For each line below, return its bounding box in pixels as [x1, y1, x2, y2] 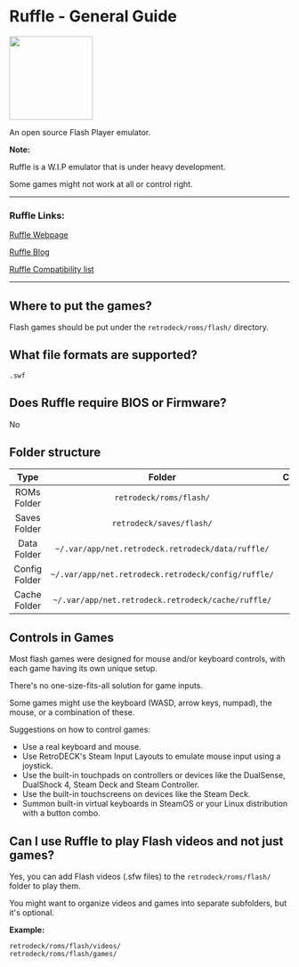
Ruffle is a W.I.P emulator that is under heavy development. [9, 161, 226, 172]
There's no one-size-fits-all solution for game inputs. [9, 680, 203, 691]
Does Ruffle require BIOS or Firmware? [9, 395, 227, 410]
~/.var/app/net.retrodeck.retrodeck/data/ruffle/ [54, 544, 270, 554]
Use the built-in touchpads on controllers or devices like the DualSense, [21, 770, 287, 781]
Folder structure [9, 445, 101, 460]
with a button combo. [21, 808, 101, 818]
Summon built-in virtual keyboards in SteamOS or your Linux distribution [21, 799, 288, 809]
